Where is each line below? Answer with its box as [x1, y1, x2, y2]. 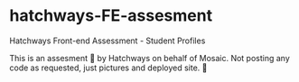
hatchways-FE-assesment [9, 5, 213, 26]
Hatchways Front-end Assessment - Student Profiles [9, 35, 206, 46]
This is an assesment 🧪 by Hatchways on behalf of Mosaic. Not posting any [9, 52, 291, 63]
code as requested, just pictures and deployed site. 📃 [9, 62, 208, 73]
